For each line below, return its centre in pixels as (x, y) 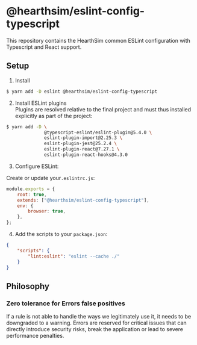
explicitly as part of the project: (54, 116)
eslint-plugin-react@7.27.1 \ (82, 149)
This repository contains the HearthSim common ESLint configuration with (98, 40)
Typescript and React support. (44, 47)
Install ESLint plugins (41, 103)
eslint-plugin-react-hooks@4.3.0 (86, 155)
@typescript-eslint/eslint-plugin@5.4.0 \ (98, 132)
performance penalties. (35, 336)
